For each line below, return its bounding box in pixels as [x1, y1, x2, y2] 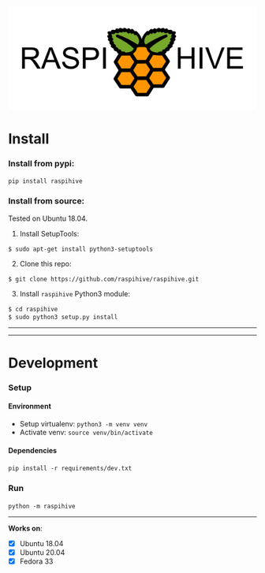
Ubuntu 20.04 [19, 547, 65, 557]
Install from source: [8, 195, 85, 207]
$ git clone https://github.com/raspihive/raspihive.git [8, 275, 200, 283]
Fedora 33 [19, 556, 54, 566]
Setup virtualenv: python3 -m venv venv [19, 419, 148, 429]
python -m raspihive [8, 502, 77, 510]
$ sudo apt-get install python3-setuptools [8, 245, 154, 253]
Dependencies [8, 445, 58, 455]
